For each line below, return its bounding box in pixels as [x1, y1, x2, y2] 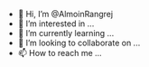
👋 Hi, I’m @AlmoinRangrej [17, 9, 114, 19]
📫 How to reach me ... [17, 48, 102, 58]
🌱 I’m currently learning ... [17, 28, 115, 38]
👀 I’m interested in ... [17, 18, 95, 29]
